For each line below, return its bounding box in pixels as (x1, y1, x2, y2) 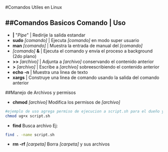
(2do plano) (12, 53, 36, 59)
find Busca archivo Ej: (12, 122, 58, 128)
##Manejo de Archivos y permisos (5, 89, 76, 95)
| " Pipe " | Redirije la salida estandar (12, 32, 86, 38)
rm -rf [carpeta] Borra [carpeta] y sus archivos (12, 141, 110, 147)
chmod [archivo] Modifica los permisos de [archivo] (12, 99, 120, 105)
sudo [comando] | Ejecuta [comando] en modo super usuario (12, 37, 139, 43)
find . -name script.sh (5, 132, 55, 137)
